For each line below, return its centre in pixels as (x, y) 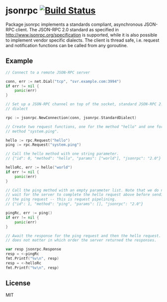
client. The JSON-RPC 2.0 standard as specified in (67, 29)
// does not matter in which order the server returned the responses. (81, 241)
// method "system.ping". (32, 131)
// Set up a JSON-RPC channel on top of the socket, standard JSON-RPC (81, 104)
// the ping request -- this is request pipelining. (61, 199)
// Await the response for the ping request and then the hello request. (83, 236)
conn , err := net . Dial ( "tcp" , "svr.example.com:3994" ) (63, 81)
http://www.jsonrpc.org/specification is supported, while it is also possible (82, 35)
